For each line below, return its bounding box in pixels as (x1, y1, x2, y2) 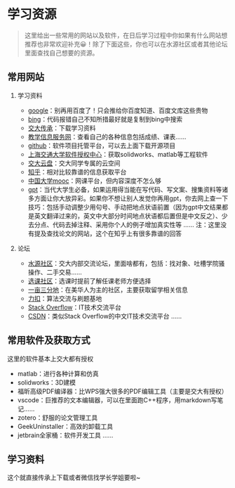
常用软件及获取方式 (7, 335, 90, 347)
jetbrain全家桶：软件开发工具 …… (17, 430, 114, 439)
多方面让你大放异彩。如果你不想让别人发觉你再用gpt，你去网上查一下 (27, 194, 229, 203)
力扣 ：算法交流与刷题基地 (27, 294, 102, 302)
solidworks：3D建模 (17, 378, 76, 387)
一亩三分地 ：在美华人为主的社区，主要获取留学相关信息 (27, 285, 188, 294)
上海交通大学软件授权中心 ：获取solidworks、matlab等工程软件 (27, 150, 208, 158)
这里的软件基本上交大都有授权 (7, 354, 93, 363)
